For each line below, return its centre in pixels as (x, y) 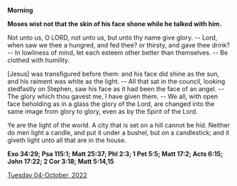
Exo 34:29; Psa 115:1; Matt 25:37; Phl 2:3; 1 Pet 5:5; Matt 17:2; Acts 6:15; (115, 154)
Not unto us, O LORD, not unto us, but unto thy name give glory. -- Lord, (112, 37)
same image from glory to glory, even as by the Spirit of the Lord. (103, 111)
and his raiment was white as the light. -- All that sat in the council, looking (116, 81)
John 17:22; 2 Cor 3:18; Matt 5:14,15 (61, 161)
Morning (20, 10)
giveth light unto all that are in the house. (67, 140)
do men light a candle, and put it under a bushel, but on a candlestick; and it (118, 133)
